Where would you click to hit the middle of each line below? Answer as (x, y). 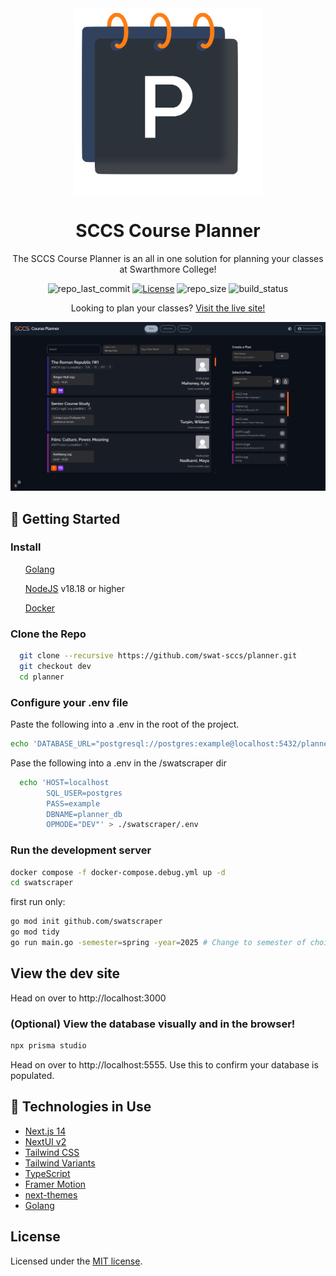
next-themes (51, 1194)
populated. (32, 1075)
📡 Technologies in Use (81, 1107)
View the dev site (65, 973)
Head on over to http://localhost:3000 (88, 998)
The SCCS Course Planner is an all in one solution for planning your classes (168, 258)
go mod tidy (35, 932)
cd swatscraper (42, 883)
